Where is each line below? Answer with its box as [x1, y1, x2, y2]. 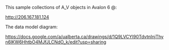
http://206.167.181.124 [5, 14, 49, 20]
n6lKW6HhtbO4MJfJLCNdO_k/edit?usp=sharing [5, 39, 107, 45]
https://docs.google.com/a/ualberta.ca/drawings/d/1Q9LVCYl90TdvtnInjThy [5, 34, 164, 39]
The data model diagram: [5, 24, 58, 30]
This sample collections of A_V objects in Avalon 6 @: [5, 5, 117, 10]
